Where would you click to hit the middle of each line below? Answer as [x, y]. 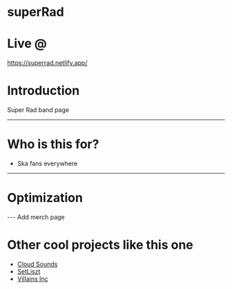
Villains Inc [32, 279]
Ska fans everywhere [47, 164]
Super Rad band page [38, 110]
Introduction [43, 91]
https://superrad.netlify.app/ [47, 63]
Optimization [45, 198]
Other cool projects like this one [100, 245]
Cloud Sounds [37, 264]
